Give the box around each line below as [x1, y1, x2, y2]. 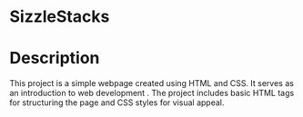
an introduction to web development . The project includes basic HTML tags [9, 88, 295, 99]
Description [9, 48, 100, 69]
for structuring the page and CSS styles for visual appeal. [9, 97, 225, 108]
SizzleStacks [9, 6, 110, 27]
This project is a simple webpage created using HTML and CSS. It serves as [9, 78, 294, 89]
